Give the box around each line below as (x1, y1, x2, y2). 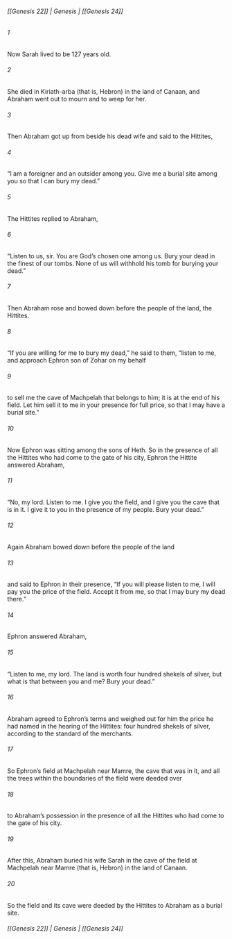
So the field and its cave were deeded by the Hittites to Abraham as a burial (7, 901, 223, 909)
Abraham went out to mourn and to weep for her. (7, 95, 147, 103)
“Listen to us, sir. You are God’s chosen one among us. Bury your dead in (7, 251, 215, 260)
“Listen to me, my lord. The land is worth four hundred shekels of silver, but (7, 670, 222, 678)
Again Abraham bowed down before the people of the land (7, 543, 175, 551)
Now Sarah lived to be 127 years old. (7, 50, 111, 58)
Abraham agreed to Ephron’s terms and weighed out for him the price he (7, 714, 214, 723)
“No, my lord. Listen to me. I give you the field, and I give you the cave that (7, 498, 220, 506)
